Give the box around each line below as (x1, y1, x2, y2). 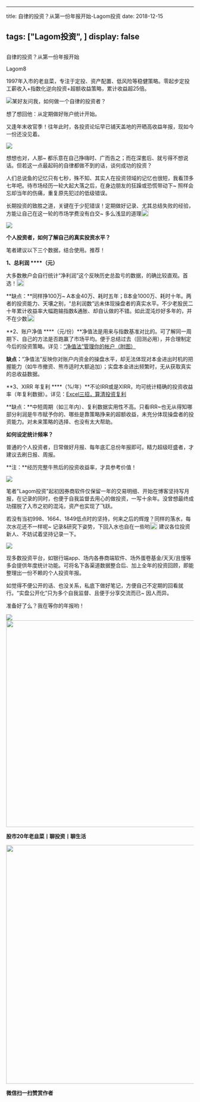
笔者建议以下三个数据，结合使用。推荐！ (6, 246, 105, 254)
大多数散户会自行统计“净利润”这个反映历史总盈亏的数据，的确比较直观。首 (6, 272, 189, 279)
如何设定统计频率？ (6, 430, 54, 438)
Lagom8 (6, 65, 27, 72)
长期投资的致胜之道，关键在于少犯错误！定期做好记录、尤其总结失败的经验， (6, 202, 194, 209)
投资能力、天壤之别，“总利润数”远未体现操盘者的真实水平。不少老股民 (16, 300, 189, 307)
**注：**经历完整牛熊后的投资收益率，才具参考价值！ (6, 463, 137, 470)
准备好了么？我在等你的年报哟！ (6, 602, 85, 609)
